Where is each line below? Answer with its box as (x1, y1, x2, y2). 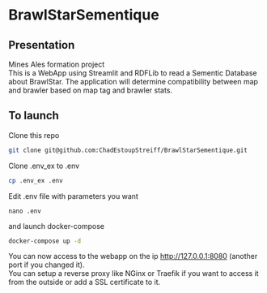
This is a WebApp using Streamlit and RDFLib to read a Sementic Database (8, 68, 257, 78)
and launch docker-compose (8, 221, 105, 231)
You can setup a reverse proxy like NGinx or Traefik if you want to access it (8, 269, 259, 278)
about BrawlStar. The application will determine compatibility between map (8, 77, 259, 86)
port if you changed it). (8, 260, 85, 269)
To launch (8, 109, 59, 123)
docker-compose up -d (8, 237, 82, 245)
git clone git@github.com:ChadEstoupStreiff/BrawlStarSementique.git (8, 146, 248, 154)
